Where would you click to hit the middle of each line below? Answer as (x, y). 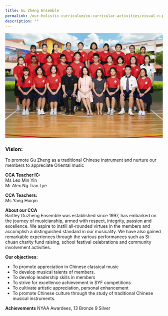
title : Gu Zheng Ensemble (32, 10)
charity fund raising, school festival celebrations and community (85, 242)
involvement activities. (28, 248)
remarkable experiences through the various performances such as (75, 237)
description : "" (22, 21)
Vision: (14, 149)
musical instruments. (34, 299)
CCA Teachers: (21, 195)
